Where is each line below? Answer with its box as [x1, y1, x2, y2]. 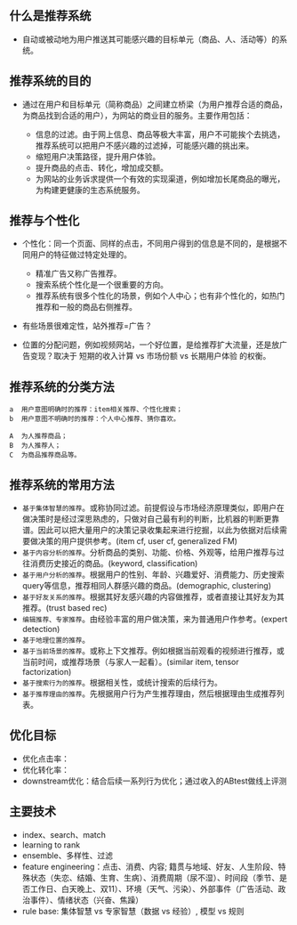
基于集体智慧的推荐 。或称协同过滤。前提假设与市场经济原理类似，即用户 [21, 502, 277, 514]
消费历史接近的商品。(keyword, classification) [29, 558, 198, 569]
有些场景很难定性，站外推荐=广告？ [21, 321, 153, 331]
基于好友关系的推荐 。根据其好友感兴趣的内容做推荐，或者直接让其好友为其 [21, 591, 285, 603]
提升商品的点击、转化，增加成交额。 [35, 162, 169, 173]
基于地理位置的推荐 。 [21, 635, 91, 645]
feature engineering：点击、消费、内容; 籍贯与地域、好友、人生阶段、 [21, 861, 278, 872]
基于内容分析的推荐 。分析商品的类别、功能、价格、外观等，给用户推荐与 [21, 547, 277, 558]
